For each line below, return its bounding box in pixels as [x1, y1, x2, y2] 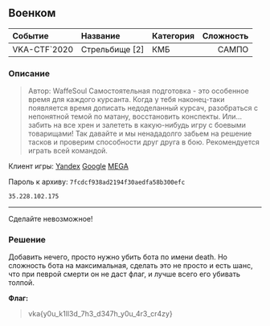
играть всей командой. [27, 146, 108, 156]
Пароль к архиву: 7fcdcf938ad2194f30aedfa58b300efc [8, 177, 186, 187]
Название [80, 30, 121, 41]
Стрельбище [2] [80, 43, 145, 55]
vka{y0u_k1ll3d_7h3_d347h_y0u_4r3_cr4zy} [27, 309, 173, 319]
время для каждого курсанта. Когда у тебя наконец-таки [27, 95, 225, 104]
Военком [8, 6, 56, 20]
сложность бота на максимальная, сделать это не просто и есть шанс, [8, 261, 253, 271]
